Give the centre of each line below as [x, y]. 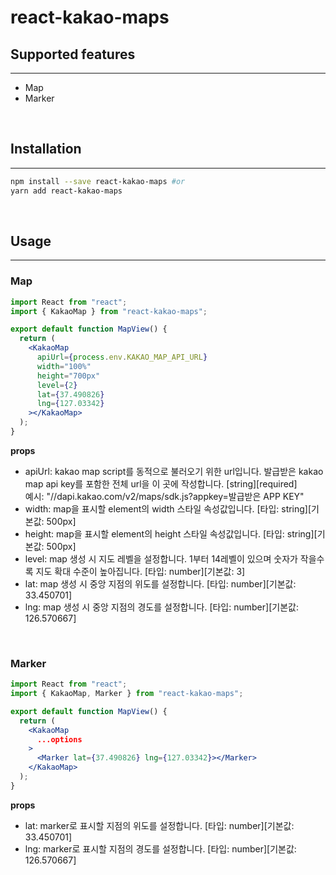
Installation [46, 149]
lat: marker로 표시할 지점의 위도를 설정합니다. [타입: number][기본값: [159, 825]
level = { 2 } [57, 385]
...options [59, 739]
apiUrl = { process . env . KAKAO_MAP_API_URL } [122, 357]
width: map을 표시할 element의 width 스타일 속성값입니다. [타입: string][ [168, 508]
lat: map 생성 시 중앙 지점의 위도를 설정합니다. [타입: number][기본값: [160, 583]
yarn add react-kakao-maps [66, 191]
